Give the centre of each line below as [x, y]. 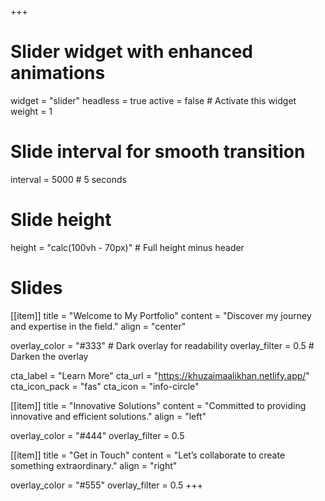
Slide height [61, 220]
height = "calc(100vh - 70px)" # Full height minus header [127, 247]
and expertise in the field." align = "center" [98, 326]
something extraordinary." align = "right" [94, 465]
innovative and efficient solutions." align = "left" [108, 416]
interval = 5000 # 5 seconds [68, 179]
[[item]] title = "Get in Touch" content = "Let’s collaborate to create [148, 455]
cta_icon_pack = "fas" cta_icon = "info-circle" [105, 386]
